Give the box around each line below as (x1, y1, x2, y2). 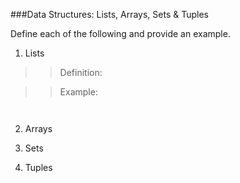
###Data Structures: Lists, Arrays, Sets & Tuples (10, 9, 210, 20)
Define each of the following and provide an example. (10, 28, 231, 39)
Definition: (59, 67, 103, 78)
